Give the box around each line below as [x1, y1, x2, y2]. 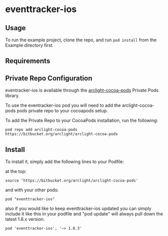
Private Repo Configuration [5, 74, 93, 83]
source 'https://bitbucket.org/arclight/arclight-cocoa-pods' [5, 178, 138, 183]
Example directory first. [5, 42, 54, 48]
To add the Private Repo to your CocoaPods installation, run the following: [5, 117, 158, 124]
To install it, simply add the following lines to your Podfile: [5, 159, 124, 165]
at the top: [5, 169, 27, 175]
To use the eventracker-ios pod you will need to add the [5, 102, 121, 109]
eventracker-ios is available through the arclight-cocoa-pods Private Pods [5, 87, 159, 94]
